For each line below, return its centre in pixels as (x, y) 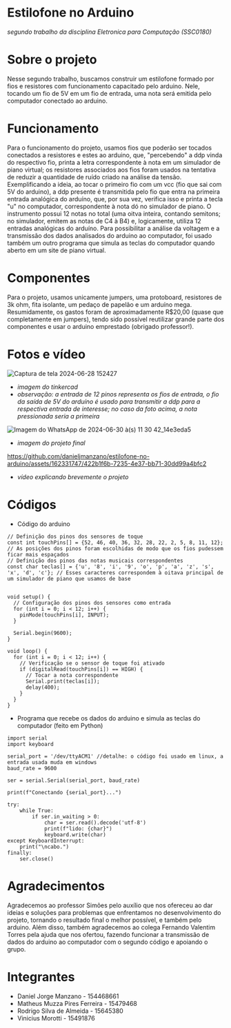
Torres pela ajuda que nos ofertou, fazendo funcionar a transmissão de (108, 934)
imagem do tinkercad (47, 387)
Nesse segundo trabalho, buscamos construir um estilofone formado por (111, 79)
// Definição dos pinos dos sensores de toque (75, 536)
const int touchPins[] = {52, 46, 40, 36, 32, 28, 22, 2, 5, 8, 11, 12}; (115, 543)
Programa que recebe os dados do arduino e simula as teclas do (109, 718)
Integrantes (41, 977)
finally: (20, 853)
